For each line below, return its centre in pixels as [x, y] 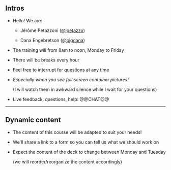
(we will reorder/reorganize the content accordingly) [67, 161]
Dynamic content [33, 120]
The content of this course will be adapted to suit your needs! [77, 132]
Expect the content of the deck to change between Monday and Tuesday [89, 152]
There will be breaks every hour [46, 60]
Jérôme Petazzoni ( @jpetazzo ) [53, 30]
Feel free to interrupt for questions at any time [61, 70]
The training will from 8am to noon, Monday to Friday [68, 50]
